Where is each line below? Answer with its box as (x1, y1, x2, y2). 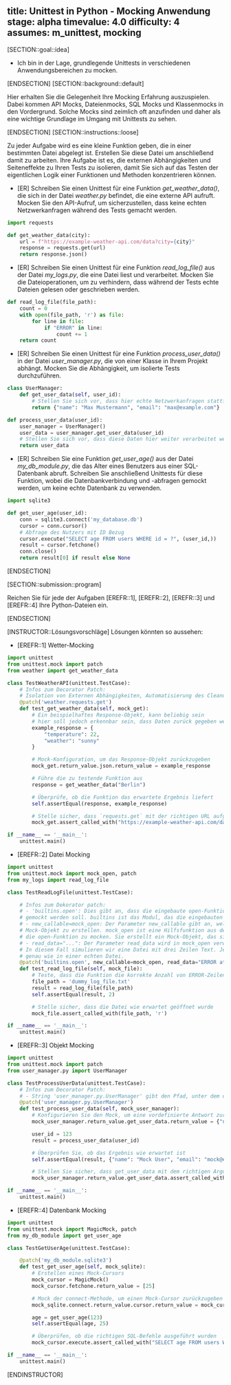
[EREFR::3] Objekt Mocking (16, 1041, 94, 1049)
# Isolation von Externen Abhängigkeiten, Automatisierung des (19, 692, 205, 699)
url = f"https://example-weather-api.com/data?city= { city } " (19, 238, 195, 245)
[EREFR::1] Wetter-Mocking (16, 641, 94, 650)
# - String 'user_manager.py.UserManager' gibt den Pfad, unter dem (19, 1092, 220, 1100)
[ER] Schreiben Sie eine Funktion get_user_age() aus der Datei (16, 455, 194, 463)
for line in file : (32, 318, 85, 325)
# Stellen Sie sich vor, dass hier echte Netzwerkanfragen (32, 398, 205, 405)
